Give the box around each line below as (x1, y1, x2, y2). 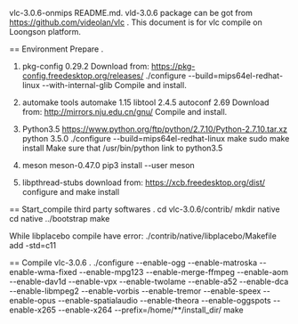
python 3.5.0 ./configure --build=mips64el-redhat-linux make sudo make (21, 134, 290, 143)
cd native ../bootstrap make (9, 214, 110, 223)
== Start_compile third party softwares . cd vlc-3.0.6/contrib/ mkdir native (9, 204, 280, 215)
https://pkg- (150, 61, 196, 71)
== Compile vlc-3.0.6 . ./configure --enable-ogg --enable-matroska (9, 257, 258, 268)
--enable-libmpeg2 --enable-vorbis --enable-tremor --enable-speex (9, 286, 262, 296)
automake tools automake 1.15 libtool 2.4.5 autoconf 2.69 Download (21, 97, 270, 108)
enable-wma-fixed (9, 267, 77, 277)
